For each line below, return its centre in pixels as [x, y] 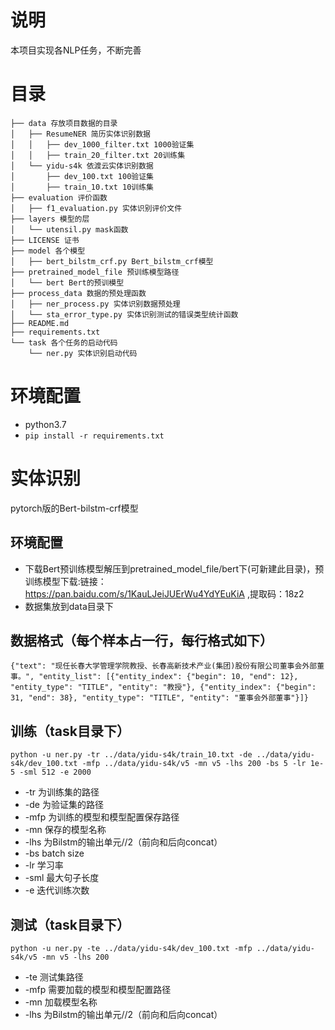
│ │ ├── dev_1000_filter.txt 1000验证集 [102, 144]
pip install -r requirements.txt [94, 436]
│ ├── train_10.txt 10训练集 [82, 187]
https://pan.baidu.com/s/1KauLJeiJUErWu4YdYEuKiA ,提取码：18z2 [164, 593]
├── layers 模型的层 [50, 219]
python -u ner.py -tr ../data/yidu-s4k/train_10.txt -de [131, 755]
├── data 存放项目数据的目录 [64, 123]
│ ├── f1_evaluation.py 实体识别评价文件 [96, 208]
